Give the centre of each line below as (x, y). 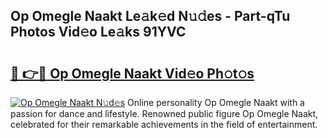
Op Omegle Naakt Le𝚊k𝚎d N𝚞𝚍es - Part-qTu (150, 16)
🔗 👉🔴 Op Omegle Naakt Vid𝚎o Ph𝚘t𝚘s (132, 73)
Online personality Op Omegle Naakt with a (216, 102)
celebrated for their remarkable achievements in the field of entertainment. (164, 124)
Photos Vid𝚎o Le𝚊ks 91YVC (98, 32)
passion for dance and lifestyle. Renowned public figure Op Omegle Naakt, (164, 113)
